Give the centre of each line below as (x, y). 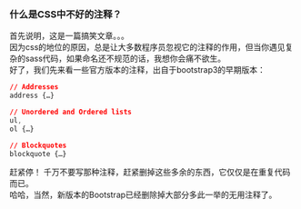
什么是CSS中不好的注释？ (66, 14)
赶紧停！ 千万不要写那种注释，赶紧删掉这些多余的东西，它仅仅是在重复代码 (150, 172)
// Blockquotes (38, 145)
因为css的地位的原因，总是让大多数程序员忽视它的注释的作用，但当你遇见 (147, 47)
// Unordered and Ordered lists (70, 112)
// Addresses (34, 87)
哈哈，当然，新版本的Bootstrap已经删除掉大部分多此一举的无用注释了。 (143, 195)
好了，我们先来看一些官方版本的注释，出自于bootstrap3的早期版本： (138, 70)
